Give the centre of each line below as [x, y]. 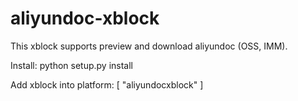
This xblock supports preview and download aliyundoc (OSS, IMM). [149, 46]
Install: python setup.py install [71, 65]
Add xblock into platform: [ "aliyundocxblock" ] [107, 84]
